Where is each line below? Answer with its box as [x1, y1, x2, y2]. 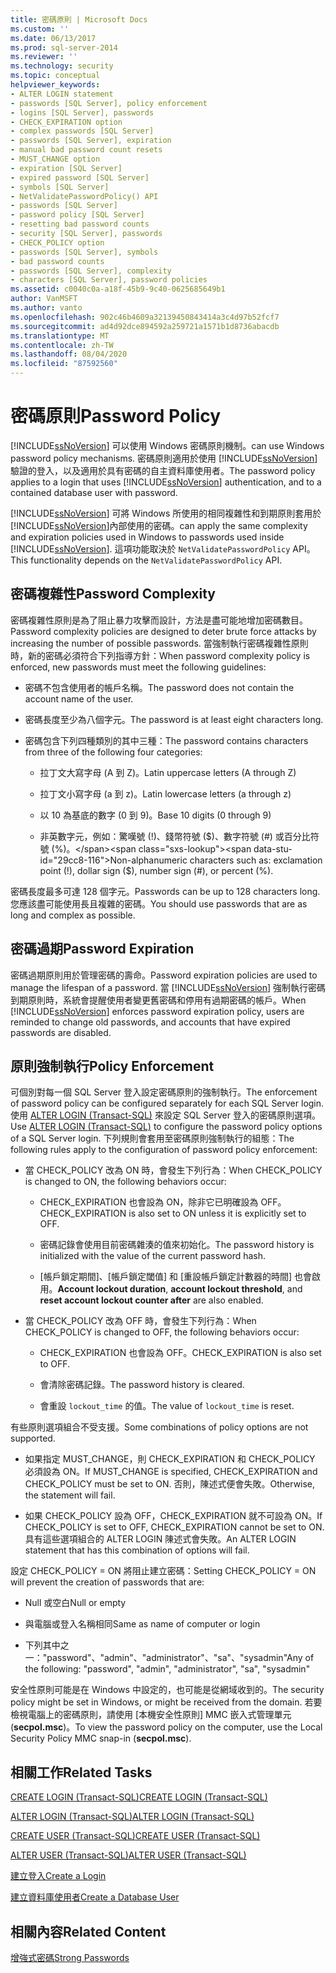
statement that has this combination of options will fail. [24, 1544, 250, 1556]
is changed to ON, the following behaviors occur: [24, 1176, 227, 1188]
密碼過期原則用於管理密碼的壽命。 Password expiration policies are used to [10, 969, 318, 981]
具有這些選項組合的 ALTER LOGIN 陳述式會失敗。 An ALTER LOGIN [24, 1533, 297, 1545]
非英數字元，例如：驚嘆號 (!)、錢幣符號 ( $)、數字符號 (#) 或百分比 [39, 830, 311, 842]
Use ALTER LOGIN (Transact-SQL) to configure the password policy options [10, 1121, 323, 1133]
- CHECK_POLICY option [10, 237, 105, 248]
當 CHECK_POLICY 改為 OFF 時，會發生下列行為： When [24, 1315, 257, 1327]
